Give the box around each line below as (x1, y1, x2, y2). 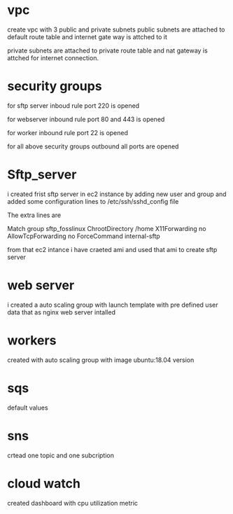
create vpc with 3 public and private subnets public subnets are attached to (7, 25, 225, 34)
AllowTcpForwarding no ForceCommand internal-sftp (7, 232, 161, 240)
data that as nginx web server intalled (7, 307, 115, 317)
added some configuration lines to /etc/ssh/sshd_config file (7, 197, 179, 205)
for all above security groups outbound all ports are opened (7, 142, 179, 151)
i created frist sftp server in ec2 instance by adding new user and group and (7, 190, 227, 198)
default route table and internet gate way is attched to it (7, 32, 168, 41)
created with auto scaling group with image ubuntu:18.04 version (7, 356, 195, 364)
